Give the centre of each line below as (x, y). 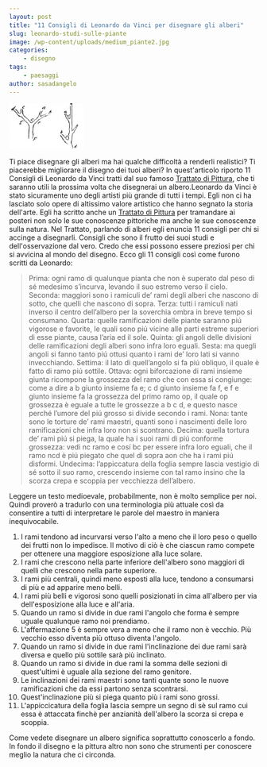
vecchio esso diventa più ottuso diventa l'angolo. (101, 638)
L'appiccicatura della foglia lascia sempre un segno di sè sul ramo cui (134, 705)
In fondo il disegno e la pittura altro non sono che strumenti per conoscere (131, 746)
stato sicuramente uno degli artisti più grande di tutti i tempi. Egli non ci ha (130, 195)
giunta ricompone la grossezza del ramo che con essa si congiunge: (140, 379)
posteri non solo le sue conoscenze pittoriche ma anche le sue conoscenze (133, 220)
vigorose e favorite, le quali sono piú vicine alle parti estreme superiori (143, 329)
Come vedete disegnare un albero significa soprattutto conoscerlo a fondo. (132, 738)
